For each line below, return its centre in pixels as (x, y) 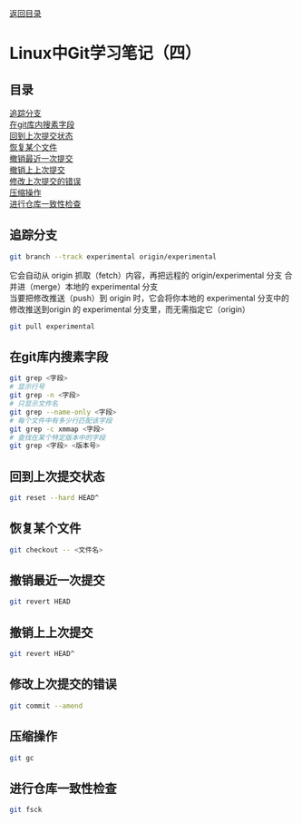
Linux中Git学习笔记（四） (105, 54)
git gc (22, 758)
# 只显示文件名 (34, 404)
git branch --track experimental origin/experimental (113, 257)
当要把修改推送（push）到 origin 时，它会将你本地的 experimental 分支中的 (150, 298)
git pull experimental (52, 326)
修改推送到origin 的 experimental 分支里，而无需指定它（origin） (130, 309)
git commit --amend (46, 706)
